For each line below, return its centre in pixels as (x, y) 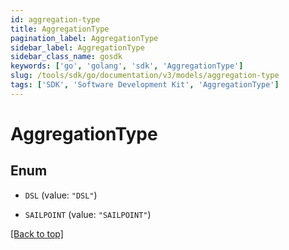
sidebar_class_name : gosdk (66, 57)
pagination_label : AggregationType (84, 38)
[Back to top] (37, 233)
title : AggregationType (60, 29)
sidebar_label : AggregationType (77, 47)
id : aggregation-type (55, 19)
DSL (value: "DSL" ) (61, 195)
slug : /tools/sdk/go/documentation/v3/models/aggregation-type (145, 76)
